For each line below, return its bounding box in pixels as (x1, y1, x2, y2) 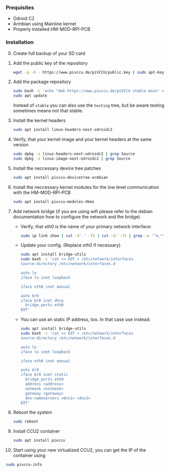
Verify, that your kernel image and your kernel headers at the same (13, 137, 152, 143)
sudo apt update (13, 93, 47, 98)
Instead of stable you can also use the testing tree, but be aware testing (13, 102, 165, 108)
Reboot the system (13, 410, 52, 416)
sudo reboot (13, 419, 38, 424)
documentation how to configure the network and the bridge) (13, 214, 140, 220)
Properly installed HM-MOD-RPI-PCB (13, 26, 91, 32)
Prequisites (6, 4, 34, 11)
